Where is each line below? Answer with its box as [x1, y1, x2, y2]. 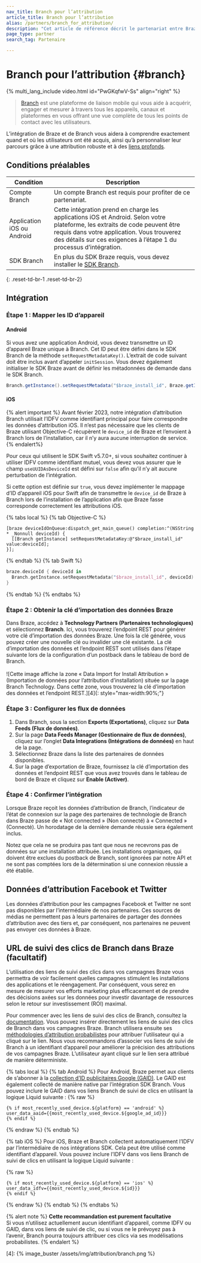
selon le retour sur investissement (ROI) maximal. [6, 1000, 127, 1007]
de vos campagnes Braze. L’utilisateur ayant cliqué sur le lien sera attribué [6, 1050, 190, 1057]
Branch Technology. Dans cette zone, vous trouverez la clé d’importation [6, 683, 186, 690]
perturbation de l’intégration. [6, 472, 77, 479]
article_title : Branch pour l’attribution [6, 14, 114, 20]
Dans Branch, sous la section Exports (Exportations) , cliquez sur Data [14, 718, 190, 725]
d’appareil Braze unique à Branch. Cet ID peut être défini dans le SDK [6, 346, 176, 353]
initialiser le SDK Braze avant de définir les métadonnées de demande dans [6, 364, 191, 372]
